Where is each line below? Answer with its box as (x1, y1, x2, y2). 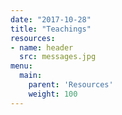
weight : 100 (28, 89, 78, 99)
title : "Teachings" (10, 24, 92, 34)
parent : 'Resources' (28, 80, 114, 90)
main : (19, 71, 43, 81)
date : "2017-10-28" (10, 14, 92, 25)
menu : (10, 61, 33, 71)
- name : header (10, 42, 74, 53)
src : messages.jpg (19, 52, 97, 62)
